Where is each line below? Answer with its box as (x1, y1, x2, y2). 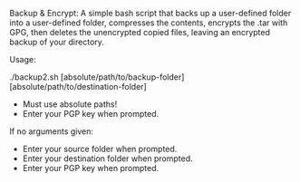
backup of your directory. (9, 36, 104, 47)
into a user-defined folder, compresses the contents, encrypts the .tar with (9, 17, 288, 28)
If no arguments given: (9, 126, 93, 137)
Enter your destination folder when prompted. (22, 153, 193, 164)
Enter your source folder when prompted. (22, 144, 178, 154)
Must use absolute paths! (22, 99, 118, 110)
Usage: (9, 54, 36, 64)
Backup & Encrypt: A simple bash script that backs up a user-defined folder (9, 8, 292, 18)
